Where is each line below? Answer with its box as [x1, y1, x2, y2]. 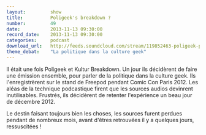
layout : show [6, 9, 62, 15]
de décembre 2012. [6, 98, 56, 105]
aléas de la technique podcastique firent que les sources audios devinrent [6, 85, 193, 92]
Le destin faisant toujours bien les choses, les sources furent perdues [6, 109, 183, 117]
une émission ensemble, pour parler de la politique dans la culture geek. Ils [6, 71, 196, 79]
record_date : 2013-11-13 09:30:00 [6, 32, 103, 38]
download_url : [6, 43, 43, 49]
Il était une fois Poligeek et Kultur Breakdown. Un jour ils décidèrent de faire [6, 65, 197, 73]
